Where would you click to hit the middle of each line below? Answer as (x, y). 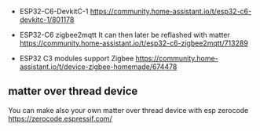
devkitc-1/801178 (47, 20)
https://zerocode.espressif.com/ (60, 118)
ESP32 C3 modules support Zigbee (77, 58)
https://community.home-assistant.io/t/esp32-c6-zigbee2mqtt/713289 (134, 43)
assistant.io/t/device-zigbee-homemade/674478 (98, 67)
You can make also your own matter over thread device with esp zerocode (128, 110)
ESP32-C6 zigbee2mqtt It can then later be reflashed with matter (125, 35)
